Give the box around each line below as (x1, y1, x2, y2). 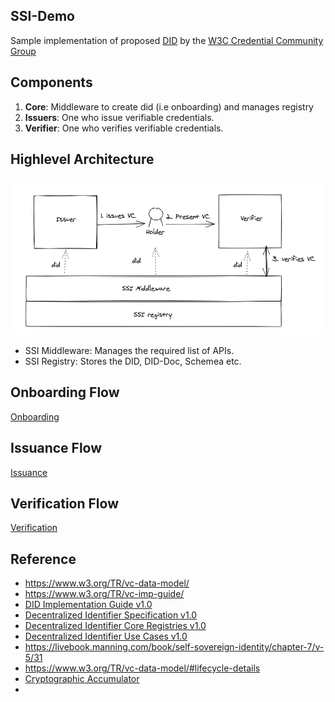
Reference (10, 550, 77, 568)
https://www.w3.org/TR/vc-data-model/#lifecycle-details (24, 662, 261, 674)
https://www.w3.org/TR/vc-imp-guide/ (24, 588, 185, 600)
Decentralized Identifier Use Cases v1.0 (24, 630, 188, 643)
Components (10, 74, 93, 91)
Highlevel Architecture (10, 151, 155, 168)
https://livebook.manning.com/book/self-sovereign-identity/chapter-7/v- (24, 641, 325, 653)
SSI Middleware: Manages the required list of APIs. (24, 344, 235, 356)
